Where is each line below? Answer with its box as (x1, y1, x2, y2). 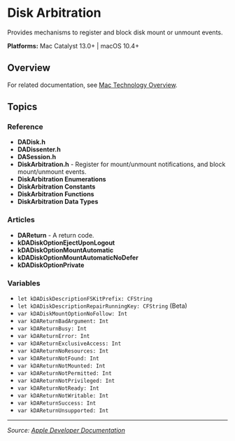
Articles (7, 215, 35, 225)
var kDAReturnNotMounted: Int (17, 362, 106, 369)
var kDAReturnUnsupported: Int (17, 407, 109, 414)
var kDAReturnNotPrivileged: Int (17, 377, 115, 385)
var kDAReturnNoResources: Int (17, 348, 109, 355)
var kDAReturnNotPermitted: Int (17, 370, 112, 377)
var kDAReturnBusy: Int (17, 325, 87, 332)
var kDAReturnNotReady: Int (17, 385, 99, 392)
